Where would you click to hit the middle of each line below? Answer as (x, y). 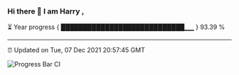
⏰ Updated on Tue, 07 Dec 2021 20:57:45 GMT (76, 50)
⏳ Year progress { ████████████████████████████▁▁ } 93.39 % (116, 27)
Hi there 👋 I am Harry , (46, 11)
